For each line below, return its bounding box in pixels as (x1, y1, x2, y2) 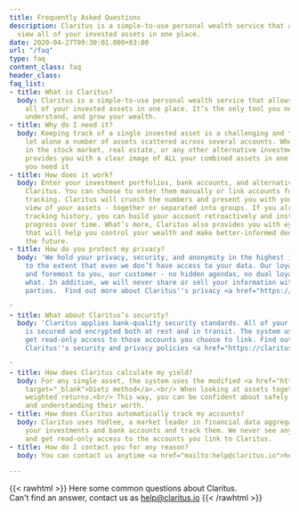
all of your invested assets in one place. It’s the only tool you (25, 104, 280, 113)
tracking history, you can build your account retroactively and (25, 211, 273, 221)
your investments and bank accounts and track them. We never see (25, 426, 277, 435)
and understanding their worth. (25, 402, 145, 410)
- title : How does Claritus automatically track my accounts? (9, 410, 245, 419)
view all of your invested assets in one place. (17, 29, 201, 38)
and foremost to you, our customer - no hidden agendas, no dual (25, 270, 273, 279)
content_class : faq (9, 63, 82, 72)
